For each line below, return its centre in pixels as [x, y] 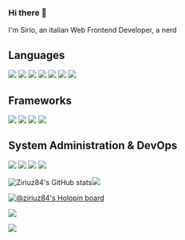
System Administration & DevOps [93, 146]
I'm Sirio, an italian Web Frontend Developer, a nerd [92, 30]
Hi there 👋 [28, 13]
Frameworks [40, 100]
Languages [37, 55]
